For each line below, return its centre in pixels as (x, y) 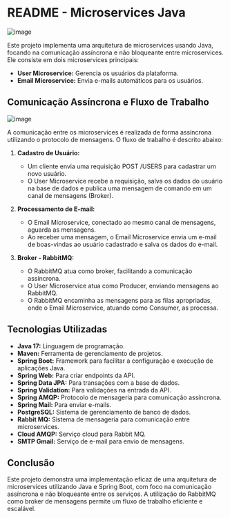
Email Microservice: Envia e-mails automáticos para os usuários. (110, 80)
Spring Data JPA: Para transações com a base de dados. (98, 382)
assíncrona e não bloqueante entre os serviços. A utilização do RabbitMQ (112, 494)
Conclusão (31, 462)
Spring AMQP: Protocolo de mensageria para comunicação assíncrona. (119, 397)
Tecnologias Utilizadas (57, 329)
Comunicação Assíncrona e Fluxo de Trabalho (108, 102)
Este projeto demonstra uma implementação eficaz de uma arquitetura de (112, 479)
